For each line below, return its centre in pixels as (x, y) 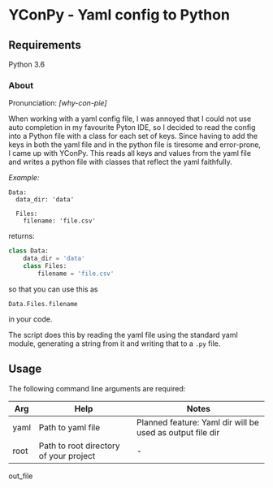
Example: (24, 178)
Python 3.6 (27, 64)
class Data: (28, 251)
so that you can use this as (53, 289)
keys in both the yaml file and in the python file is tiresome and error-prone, (135, 145)
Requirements (45, 45)
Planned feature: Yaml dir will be (198, 422)
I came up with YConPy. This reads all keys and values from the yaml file (130, 153)
